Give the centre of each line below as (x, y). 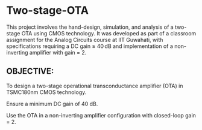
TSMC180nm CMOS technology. (46, 92)
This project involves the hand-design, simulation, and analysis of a (90, 27)
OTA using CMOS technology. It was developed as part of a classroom (109, 33)
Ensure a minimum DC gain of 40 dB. (52, 104)
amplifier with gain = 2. (58, 52)
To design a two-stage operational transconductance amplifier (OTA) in (95, 86)
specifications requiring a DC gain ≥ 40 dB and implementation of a (90, 46)
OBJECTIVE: (30, 72)
